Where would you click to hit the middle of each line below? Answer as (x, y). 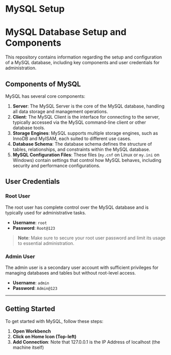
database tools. (29, 127)
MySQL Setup (35, 9)
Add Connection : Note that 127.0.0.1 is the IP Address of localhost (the (86, 342)
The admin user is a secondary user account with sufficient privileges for (82, 267)
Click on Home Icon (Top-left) (45, 336)
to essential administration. (46, 243)
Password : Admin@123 (35, 288)
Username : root (30, 223)
